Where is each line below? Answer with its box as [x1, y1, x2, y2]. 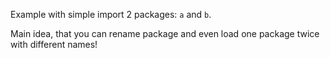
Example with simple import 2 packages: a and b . [10, 9, 212, 20]
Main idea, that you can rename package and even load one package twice [10, 28, 320, 39]
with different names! [10, 39, 98, 50]
